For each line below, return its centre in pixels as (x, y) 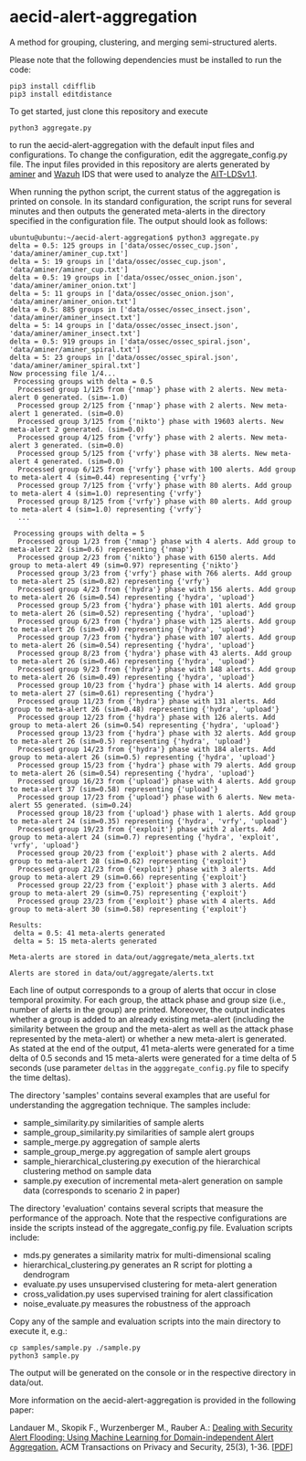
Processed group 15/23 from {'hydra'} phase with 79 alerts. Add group (157, 765)
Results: (26, 925)
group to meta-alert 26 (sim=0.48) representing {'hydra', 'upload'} (145, 709)
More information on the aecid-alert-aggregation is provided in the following (153, 1400)
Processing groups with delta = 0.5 (83, 381)
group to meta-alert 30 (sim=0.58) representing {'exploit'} (128, 909)
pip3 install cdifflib (53, 86)
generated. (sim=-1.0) (85, 397)
